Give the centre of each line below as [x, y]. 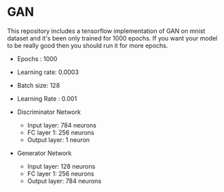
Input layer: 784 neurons [62, 125]
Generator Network [44, 153]
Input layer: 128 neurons [61, 166]
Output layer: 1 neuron [59, 140]
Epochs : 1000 [37, 58]
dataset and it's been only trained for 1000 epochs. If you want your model [112, 38]
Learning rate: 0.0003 [48, 72]
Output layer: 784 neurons [64, 181]
